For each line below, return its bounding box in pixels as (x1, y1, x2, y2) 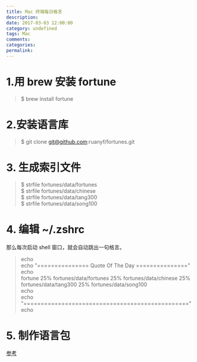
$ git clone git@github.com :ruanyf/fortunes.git (20, 138, 135, 145)
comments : (6, 36, 31, 42)
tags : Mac (6, 31, 31, 37)
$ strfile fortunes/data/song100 (20, 200, 98, 207)
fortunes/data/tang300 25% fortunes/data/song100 (20, 281, 148, 288)
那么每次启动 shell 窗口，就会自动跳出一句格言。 (6, 243, 125, 250)
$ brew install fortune (20, 95, 73, 102)
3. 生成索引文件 (6, 160, 82, 174)
